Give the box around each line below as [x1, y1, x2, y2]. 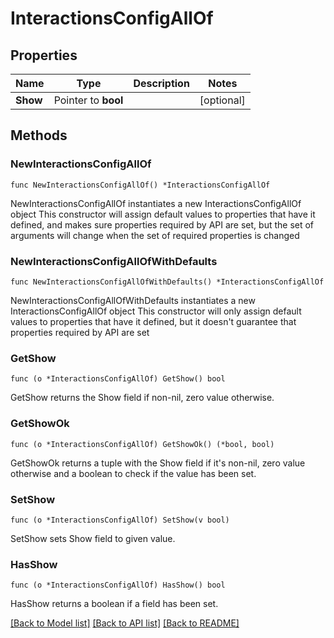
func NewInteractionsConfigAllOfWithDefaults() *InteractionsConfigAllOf [10, 277, 325, 287]
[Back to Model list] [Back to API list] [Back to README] [10, 617, 240, 629]
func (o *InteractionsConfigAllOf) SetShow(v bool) [10, 515, 230, 525]
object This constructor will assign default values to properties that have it [10, 208, 316, 220]
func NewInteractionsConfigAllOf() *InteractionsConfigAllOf [10, 180, 271, 190]
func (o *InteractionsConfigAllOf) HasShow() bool [10, 580, 226, 591]
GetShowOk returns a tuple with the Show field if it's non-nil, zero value [10, 457, 306, 469]
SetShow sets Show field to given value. [10, 532, 176, 544]
